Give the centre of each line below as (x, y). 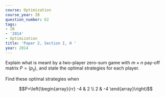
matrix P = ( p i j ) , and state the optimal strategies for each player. (72, 68)
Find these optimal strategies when (42, 79)
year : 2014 (17, 48)
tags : (11, 24)
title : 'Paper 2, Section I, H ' (41, 43)
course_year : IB (22, 15)
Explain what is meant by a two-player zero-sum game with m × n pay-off (82, 62)
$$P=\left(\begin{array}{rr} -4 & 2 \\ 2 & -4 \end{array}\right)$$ (86, 89)
